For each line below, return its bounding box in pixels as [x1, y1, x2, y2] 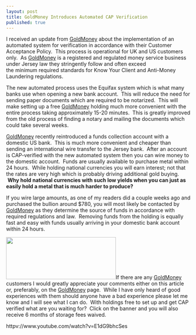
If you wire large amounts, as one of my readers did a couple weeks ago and [6, 194, 191, 201]
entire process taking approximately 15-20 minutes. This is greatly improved [6, 109, 191, 116]
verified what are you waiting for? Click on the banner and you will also [6, 305, 178, 312]
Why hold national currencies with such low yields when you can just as [7, 177, 186, 184]
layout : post [6, 8, 38, 15]
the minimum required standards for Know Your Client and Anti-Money [6, 67, 176, 74]
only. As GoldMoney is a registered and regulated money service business [6, 54, 187, 62]
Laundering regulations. [6, 73, 64, 80]
